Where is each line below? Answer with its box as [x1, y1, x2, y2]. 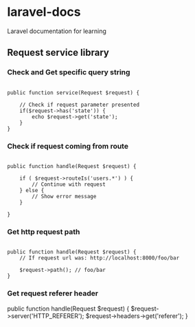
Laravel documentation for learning [7, 27, 106, 35]
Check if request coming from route [7, 141, 129, 151]
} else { [19, 187, 45, 193]
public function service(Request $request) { [7, 89, 139, 96]
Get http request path [7, 226, 80, 236]
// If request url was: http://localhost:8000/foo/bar [19, 255, 180, 262]
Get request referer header [7, 288, 98, 298]
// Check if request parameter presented [19, 101, 139, 108]
